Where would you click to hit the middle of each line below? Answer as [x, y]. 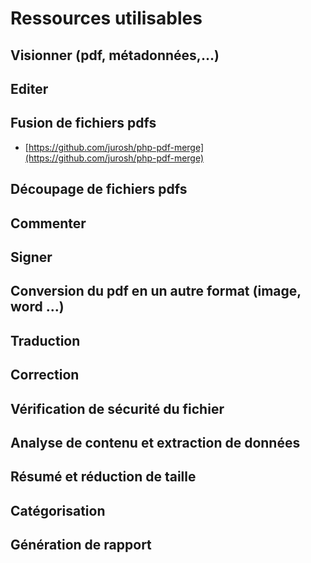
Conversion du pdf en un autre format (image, [156, 291]
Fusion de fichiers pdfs [83, 123]
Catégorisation [58, 510]
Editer [29, 88]
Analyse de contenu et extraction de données [155, 442]
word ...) [37, 307]
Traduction [45, 340]
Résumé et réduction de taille [103, 477]
